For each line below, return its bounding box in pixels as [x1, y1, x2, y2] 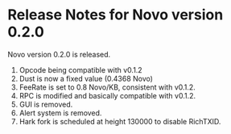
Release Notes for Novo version [7, 6, 224, 24]
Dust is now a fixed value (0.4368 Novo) [19, 73, 154, 83]
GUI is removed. [19, 99, 73, 109]
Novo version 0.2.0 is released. [7, 49, 111, 59]
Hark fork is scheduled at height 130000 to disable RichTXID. [19, 116, 221, 126]
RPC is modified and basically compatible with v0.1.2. [19, 90, 196, 100]
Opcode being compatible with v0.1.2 [19, 65, 142, 74]
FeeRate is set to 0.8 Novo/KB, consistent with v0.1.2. [19, 82, 196, 92]
